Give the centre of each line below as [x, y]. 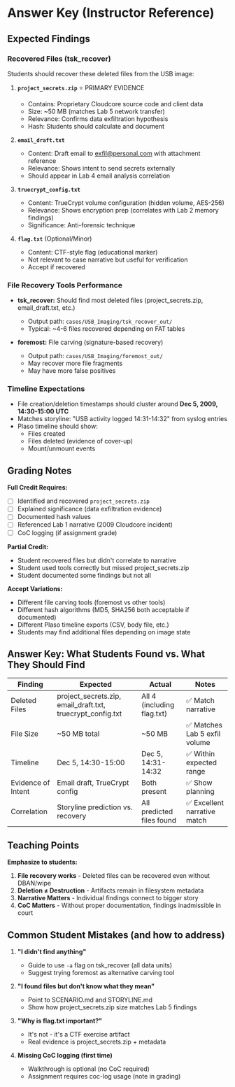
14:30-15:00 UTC [43, 411]
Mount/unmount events [62, 448]
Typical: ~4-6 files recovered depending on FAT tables [106, 329]
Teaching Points [43, 845]
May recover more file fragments [75, 363]
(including [158, 705]
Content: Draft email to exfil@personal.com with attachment [114, 153]
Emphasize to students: [42, 862]
